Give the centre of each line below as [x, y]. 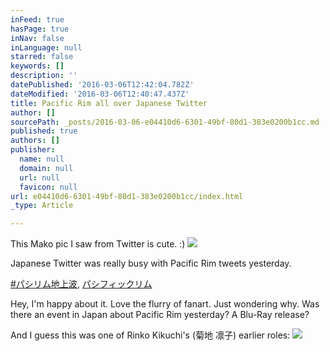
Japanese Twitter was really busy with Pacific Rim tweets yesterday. [151, 263]
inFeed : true [37, 19]
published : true [44, 131]
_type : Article [42, 206]
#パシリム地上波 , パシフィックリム [81, 284]
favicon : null [48, 187]
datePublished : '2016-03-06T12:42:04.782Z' [102, 85]
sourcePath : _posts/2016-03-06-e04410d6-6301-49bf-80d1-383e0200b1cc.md [165, 122]
